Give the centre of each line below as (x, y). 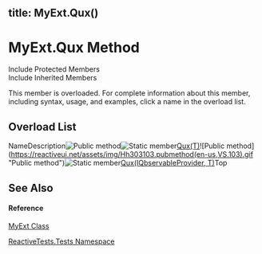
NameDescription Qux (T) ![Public (117, 146)
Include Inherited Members (53, 78)
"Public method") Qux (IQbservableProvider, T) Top (118, 163)
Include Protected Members (54, 69)
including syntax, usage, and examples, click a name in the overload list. (127, 102)
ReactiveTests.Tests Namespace (62, 241)
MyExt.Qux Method (74, 47)
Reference (26, 208)
